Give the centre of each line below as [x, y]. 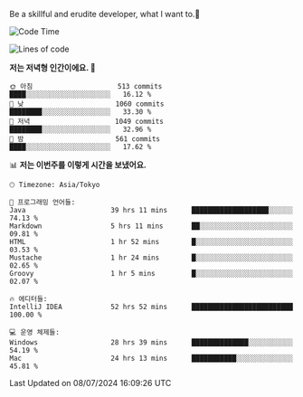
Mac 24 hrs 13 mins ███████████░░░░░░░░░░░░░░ [151, 358]
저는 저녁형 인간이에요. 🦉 [53, 67]
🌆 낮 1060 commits [87, 104]
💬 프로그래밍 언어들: [43, 203]
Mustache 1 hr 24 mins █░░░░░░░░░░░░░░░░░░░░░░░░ [151, 258]
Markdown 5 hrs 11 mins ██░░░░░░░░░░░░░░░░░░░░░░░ [151, 226]
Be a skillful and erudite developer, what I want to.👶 [105, 14]
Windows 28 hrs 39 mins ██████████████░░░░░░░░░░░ [151, 343]
